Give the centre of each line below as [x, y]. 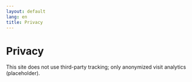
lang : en [17, 17]
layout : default [26, 11]
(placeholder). [23, 73]
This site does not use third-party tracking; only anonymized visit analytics [96, 67]
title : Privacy [25, 22]
